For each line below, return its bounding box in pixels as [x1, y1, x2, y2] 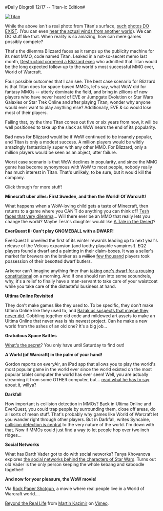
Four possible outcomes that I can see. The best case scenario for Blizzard [5, 78, 156, 84]
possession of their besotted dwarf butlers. [5, 258, 92, 264]
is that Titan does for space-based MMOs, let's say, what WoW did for [5, 84, 146, 90]
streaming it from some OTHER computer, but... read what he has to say [5, 377, 150, 382]
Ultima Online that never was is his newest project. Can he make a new [5, 318, 148, 324]
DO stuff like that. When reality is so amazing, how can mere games [5, 34, 142, 39]
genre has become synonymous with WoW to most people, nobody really [5, 164, 152, 170]
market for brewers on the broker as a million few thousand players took [5, 253, 150, 259]
